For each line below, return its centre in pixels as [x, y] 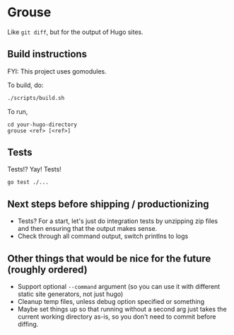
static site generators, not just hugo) [70, 294]
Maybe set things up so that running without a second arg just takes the [122, 310]
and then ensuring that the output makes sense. [87, 229]
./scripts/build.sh [36, 98]
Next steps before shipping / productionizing [109, 204]
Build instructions [47, 54]
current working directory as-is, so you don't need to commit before [117, 317]
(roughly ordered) [47, 269]
